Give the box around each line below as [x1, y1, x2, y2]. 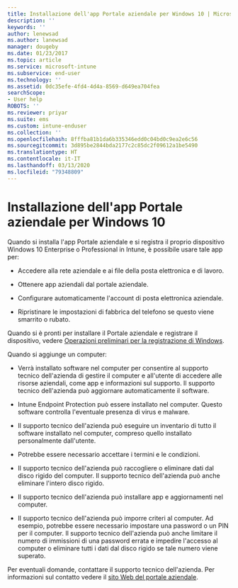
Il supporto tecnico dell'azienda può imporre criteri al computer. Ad [17, 514, 214, 522]
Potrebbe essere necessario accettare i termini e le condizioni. [17, 450, 200, 458]
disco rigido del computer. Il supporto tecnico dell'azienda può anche [17, 471, 221, 480]
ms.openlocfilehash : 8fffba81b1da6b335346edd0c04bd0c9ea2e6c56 [7, 135, 198, 142]
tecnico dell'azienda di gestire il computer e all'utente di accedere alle [17, 371, 222, 380]
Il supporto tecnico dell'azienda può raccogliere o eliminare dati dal [17, 463, 215, 472]
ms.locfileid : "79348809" [7, 168, 84, 176]
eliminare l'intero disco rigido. [17, 479, 105, 487]
